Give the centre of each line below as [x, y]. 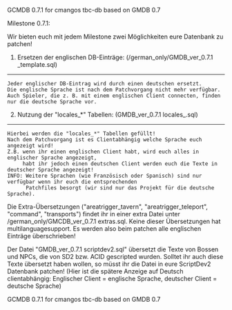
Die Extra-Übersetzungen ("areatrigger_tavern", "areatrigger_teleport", [108, 207]
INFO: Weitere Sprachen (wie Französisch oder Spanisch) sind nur [105, 176]
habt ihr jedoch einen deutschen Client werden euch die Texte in [120, 164]
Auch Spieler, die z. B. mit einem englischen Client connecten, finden [114, 96]
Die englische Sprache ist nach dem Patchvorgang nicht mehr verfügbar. [114, 90]
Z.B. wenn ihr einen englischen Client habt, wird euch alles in [103, 152]
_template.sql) [37, 64]
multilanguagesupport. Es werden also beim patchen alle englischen [104, 229]
